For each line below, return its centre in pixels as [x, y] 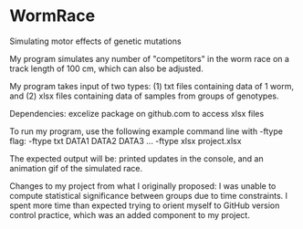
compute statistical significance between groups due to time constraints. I [149, 195]
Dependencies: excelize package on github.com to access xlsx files [137, 113]
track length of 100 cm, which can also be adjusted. [106, 68]
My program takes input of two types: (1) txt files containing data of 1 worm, [152, 86]
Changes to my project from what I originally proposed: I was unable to [143, 186]
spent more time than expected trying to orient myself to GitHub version [145, 205]
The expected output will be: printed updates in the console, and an [136, 158]
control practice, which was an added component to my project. [130, 214]
